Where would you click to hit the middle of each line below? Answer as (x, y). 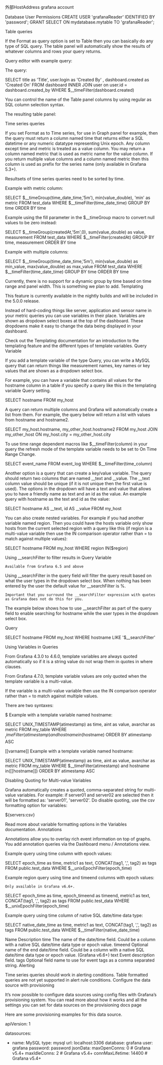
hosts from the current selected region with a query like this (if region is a (79, 528)
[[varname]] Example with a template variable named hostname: (69, 751)
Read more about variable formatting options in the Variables (66, 824)
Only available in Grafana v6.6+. (40, 887)
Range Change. (21, 454)
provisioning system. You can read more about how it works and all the (76, 1000)
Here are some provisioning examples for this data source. (64, 1015)
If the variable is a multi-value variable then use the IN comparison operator (81, 691)
